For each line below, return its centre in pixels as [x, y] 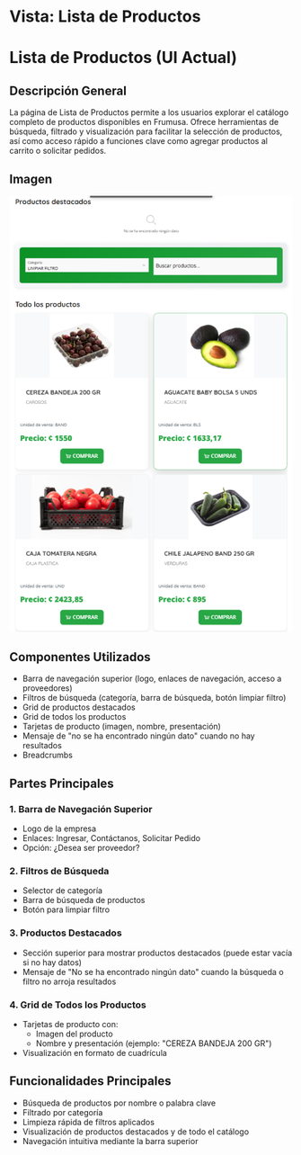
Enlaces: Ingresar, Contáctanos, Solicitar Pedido [111, 838]
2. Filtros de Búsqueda [59, 871]
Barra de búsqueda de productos [84, 900]
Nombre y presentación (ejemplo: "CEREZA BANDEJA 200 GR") [154, 1043]
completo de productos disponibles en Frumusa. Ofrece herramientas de [144, 122]
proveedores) [48, 688]
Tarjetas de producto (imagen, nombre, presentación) [122, 727]
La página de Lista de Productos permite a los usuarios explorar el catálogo [149, 112]
